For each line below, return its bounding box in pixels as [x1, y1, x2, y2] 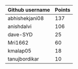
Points [54, 6, 71, 13]
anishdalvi [7, 23, 31, 29]
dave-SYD [7, 31, 33, 38]
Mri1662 [7, 39, 29, 46]
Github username [7, 6, 50, 13]
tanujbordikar [7, 55, 39, 62]
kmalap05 [7, 47, 31, 54]
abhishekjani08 [7, 15, 44, 21]
